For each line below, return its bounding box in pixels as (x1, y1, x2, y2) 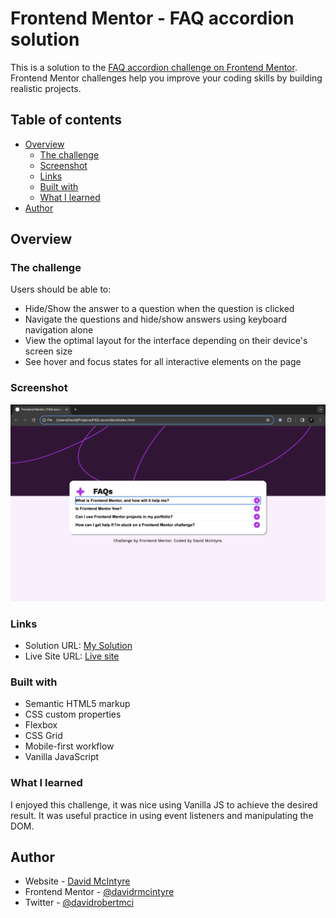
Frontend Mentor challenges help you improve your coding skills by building (10, 72, 323, 84)
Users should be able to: (10, 283, 112, 296)
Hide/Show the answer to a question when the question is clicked (24, 303, 295, 315)
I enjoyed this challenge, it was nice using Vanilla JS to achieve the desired (10, 798, 318, 811)
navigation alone (24, 324, 94, 336)
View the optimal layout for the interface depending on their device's (24, 335, 308, 347)
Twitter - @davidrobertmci (24, 897, 135, 909)
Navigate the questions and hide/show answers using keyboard (24, 313, 287, 326)
